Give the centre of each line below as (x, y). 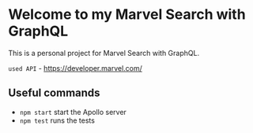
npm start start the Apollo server (73, 112)
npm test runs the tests (57, 120)
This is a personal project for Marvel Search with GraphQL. (104, 53)
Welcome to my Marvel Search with (127, 15)
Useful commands (54, 93)
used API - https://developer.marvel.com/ (75, 68)
